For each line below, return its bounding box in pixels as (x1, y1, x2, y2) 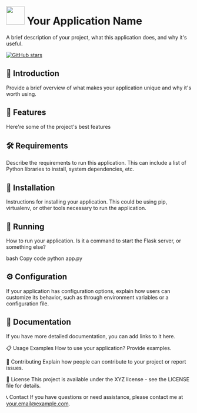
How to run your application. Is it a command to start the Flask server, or (6, 237, 181, 244)
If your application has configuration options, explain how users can (6, 287, 171, 294)
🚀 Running (6, 221, 45, 232)
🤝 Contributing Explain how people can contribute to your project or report (6, 358, 186, 365)
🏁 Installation (6, 182, 55, 192)
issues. (6, 364, 24, 371)
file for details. (6, 382, 41, 389)
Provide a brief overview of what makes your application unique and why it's (6, 84, 192, 91)
